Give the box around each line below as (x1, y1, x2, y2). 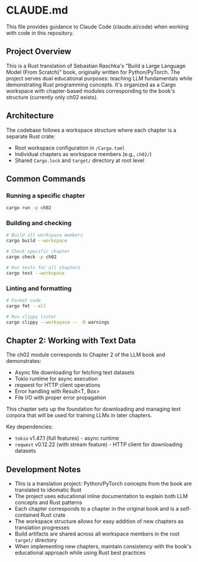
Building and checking (6, 219, 72, 228)
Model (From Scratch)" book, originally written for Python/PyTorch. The (6, 69, 180, 76)
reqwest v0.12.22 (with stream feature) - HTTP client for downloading (14, 441, 183, 448)
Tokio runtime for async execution (14, 375, 98, 382)
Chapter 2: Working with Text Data (6, 335, 136, 346)
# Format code (6, 297, 41, 303)
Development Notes (6, 464, 81, 475)
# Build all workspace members (6, 232, 83, 238)
